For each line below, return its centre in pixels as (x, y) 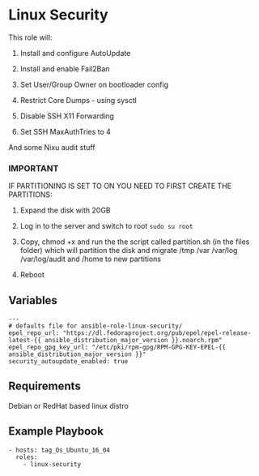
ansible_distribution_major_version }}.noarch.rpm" (133, 341)
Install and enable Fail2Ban (65, 69)
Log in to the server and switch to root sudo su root (106, 226)
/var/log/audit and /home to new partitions (91, 259)
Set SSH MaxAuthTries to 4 (66, 131)
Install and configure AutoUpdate (75, 53)
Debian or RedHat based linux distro (69, 405)
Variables (33, 300)
